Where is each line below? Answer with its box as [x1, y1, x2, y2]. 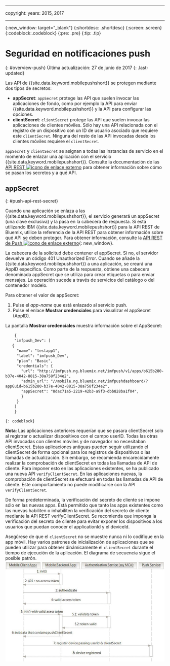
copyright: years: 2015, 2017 [5, 10, 64, 16]
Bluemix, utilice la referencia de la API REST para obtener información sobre [5, 229, 163, 235]
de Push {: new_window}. [5, 240, 114, 246]
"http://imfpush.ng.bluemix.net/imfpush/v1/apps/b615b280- [37, 369, 164, 374]
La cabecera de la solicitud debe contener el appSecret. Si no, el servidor [5, 250, 158, 256]
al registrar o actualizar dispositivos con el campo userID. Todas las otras [5, 432, 158, 439]
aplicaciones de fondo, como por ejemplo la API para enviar [12, 100, 138, 107]
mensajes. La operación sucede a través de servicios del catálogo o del [5, 277, 155, 283]
